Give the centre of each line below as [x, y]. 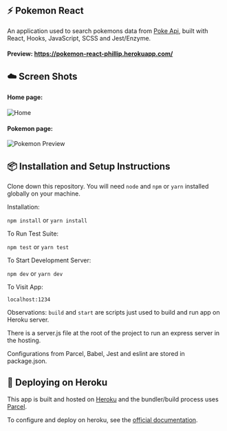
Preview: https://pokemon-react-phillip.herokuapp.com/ [90, 54]
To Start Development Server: [49, 260]
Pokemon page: [30, 128]
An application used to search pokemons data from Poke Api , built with [108, 31]
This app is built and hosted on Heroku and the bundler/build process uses [113, 399]
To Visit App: [25, 287]
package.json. [27, 361]
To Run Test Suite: [33, 234]
